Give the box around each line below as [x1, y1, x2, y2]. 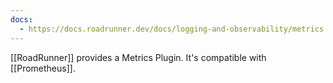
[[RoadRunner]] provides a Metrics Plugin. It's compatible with [10, 51, 267, 63]
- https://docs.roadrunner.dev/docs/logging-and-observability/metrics [19, 24, 325, 34]
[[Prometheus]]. [10, 62, 76, 74]
